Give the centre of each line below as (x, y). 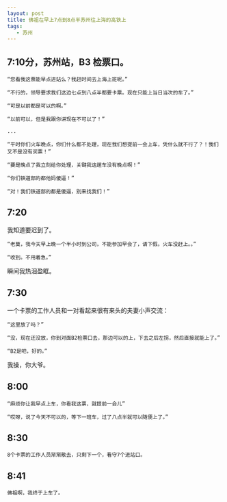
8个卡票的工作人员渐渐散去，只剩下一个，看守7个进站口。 (76, 455)
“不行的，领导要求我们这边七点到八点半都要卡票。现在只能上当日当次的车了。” (101, 93)
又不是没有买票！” (29, 152)
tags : (15, 26)
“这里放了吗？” (26, 325)
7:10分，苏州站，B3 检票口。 (68, 62)
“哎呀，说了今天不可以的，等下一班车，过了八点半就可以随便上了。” (88, 417)
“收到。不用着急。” (29, 258)
